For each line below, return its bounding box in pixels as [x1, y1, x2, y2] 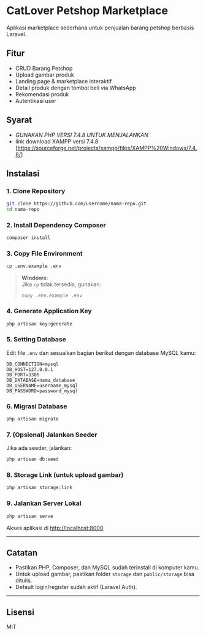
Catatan [6, 547, 38, 558]
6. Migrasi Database [6, 402, 67, 411]
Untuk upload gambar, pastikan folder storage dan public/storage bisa [15, 571, 195, 578]
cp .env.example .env [6, 263, 62, 270]
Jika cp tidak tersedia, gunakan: [21, 281, 102, 288]
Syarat [6, 115, 32, 126]
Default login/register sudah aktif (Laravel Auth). [15, 584, 137, 591]
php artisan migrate [6, 416, 59, 422]
